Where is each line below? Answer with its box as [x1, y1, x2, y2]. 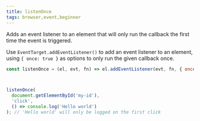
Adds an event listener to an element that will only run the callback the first [6, 30, 190, 37]
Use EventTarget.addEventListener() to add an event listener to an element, [6, 48, 193, 55]
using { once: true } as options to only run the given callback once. [6, 55, 174, 62]
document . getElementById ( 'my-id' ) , [11, 93, 100, 98]
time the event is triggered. [6, 37, 73, 44]
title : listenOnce [6, 8, 52, 15]
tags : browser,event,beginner [6, 14, 82, 20]
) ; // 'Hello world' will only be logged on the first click [6, 109, 161, 115]
